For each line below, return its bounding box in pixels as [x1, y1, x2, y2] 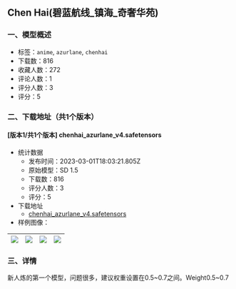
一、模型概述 [7, 30, 52, 40]
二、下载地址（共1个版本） [7, 111, 98, 121]
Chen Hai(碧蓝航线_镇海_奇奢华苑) [7, 6, 159, 19]
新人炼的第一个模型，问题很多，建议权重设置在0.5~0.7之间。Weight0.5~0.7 [7, 273, 230, 282]
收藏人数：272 [17, 65, 61, 73]
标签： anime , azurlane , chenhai [17, 47, 108, 56]
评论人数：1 [17, 74, 52, 83]
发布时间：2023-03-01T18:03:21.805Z [28, 156, 141, 166]
